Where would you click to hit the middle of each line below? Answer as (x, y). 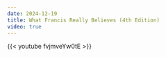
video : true (24, 26)
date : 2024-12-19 (32, 14)
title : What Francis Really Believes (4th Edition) (83, 20)
